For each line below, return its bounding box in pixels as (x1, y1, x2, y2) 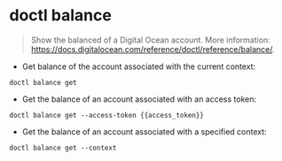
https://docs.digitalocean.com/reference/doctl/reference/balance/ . (30, 43, 275, 54)
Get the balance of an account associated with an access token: (21, 94, 257, 104)
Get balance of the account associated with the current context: (21, 61, 256, 72)
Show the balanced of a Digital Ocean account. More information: (30, 34, 270, 45)
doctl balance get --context (9, 143, 117, 152)
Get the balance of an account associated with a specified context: (21, 126, 268, 137)
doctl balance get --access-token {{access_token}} (9, 111, 204, 119)
